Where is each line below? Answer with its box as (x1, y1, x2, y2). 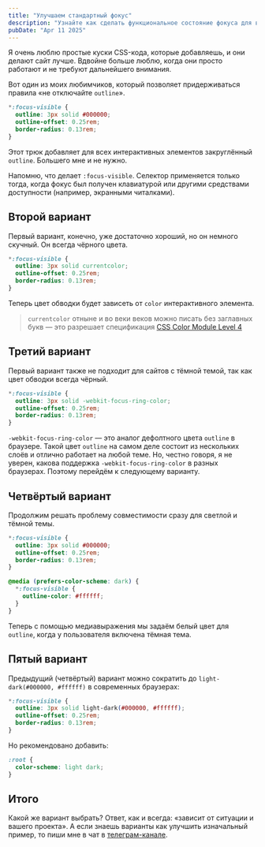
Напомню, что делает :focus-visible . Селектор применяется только (8, 170, 241, 180)
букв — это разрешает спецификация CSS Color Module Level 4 (27, 322, 242, 331)
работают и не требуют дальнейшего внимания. (8, 65, 172, 74)
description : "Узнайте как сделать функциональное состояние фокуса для (8, 19, 252, 27)
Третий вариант (8, 345, 91, 359)
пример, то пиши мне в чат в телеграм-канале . (8, 830, 168, 840)
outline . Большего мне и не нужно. (8, 155, 128, 165)
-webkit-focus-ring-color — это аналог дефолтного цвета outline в (8, 433, 235, 442)
